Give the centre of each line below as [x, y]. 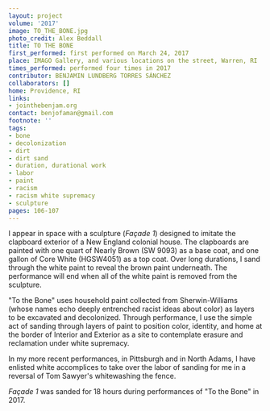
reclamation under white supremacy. [69, 343]
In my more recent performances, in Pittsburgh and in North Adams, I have [132, 359]
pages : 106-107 [34, 210]
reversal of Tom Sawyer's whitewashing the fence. [92, 376]
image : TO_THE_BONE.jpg [48, 31]
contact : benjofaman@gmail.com [61, 114]
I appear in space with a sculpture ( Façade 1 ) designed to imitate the [122, 234]
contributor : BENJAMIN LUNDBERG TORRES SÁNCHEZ [90, 76]
